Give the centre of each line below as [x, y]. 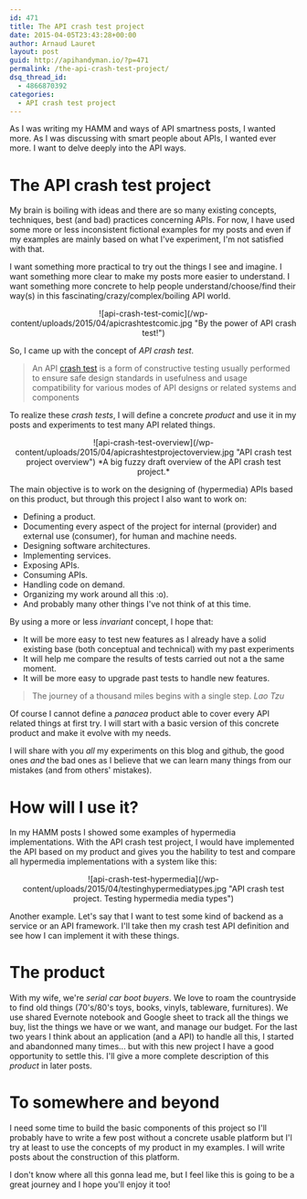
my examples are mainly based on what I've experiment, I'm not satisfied [147, 239]
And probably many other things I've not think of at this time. [137, 605]
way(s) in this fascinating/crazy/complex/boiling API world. [120, 296]
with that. [27, 249]
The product [57, 973]
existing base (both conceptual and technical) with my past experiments [159, 649]
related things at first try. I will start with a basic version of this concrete [144, 723]
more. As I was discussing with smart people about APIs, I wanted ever [143, 139]
